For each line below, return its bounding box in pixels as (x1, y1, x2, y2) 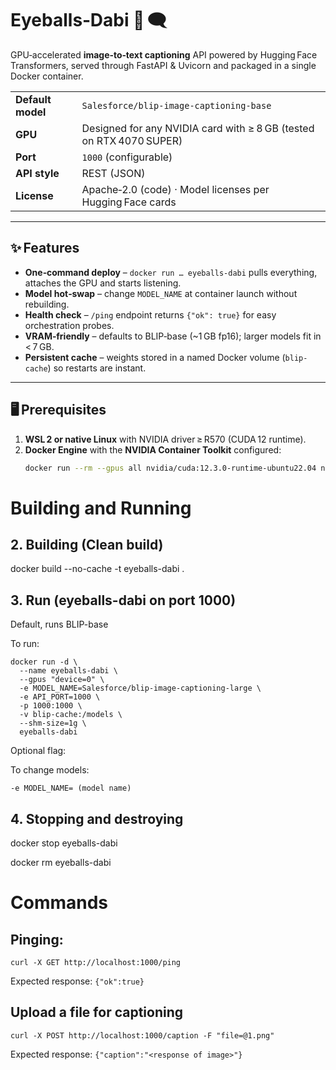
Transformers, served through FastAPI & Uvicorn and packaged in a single (10, 59, 317, 71)
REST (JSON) (81, 166, 146, 180)
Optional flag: (10, 745, 67, 757)
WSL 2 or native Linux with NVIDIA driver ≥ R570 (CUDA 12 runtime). (24, 433, 307, 445)
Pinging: (10, 931, 64, 948)
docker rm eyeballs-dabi (10, 857, 112, 869)
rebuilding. (24, 298, 70, 310)
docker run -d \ (10, 657, 78, 667)
